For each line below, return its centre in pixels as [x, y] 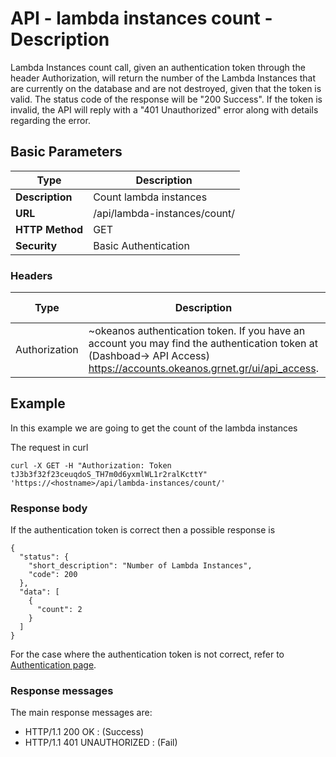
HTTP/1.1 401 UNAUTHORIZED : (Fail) [101, 743]
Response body [49, 508]
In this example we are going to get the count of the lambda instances [154, 428]
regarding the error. [50, 120]
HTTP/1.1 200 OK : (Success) [84, 732]
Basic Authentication [141, 245]
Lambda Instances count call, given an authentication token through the [158, 67]
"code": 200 [53, 575]
